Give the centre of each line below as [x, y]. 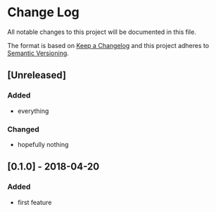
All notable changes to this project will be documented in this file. [102, 32]
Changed [24, 129]
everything [33, 111]
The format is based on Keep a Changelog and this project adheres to [108, 45]
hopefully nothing [43, 144]
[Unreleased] [37, 75]
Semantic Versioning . [38, 53]
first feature [34, 202]
